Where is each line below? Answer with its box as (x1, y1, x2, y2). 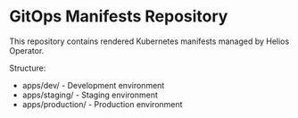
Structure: (9, 63, 46, 73)
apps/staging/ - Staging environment (21, 89, 159, 100)
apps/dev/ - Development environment (21, 80, 165, 90)
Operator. (9, 45, 45, 55)
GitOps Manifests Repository (9, 6, 228, 27)
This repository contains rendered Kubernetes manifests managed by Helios (9, 36, 290, 46)
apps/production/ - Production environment (21, 98, 183, 109)
